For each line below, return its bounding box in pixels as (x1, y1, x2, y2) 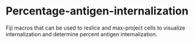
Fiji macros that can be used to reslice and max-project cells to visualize (5, 24, 186, 31)
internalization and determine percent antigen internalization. (5, 30, 158, 37)
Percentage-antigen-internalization (5, 4, 189, 18)
